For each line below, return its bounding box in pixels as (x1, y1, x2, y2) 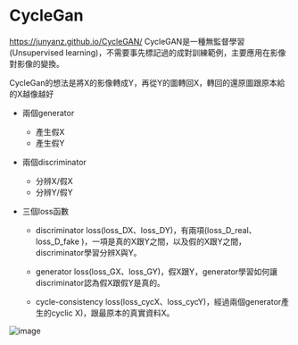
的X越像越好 (9, 88, 54, 99)
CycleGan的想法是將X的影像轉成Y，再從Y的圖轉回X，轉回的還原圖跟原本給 (9, 77, 286, 88)
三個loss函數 (21, 206, 70, 216)
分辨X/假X (35, 175, 73, 186)
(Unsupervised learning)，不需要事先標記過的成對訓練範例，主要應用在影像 (9, 46, 286, 58)
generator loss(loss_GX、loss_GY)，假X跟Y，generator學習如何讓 (35, 265, 278, 277)
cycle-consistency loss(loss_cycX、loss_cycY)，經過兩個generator (35, 296, 282, 307)
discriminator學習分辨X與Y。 (35, 247, 142, 257)
